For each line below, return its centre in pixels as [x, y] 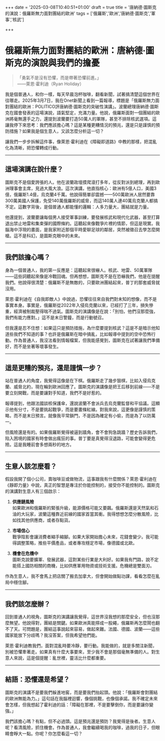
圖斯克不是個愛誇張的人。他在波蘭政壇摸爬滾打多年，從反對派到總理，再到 [80, 182]
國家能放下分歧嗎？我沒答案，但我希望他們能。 [52, 635]
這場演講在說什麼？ [34, 170]
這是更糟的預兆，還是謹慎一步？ [54, 368]
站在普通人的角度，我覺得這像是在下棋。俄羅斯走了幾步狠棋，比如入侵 [76, 381]
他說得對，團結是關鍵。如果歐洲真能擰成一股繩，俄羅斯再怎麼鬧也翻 [91, 623]
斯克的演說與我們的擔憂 [53, 63]
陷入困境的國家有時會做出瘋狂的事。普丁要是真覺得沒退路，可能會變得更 [78, 438]
